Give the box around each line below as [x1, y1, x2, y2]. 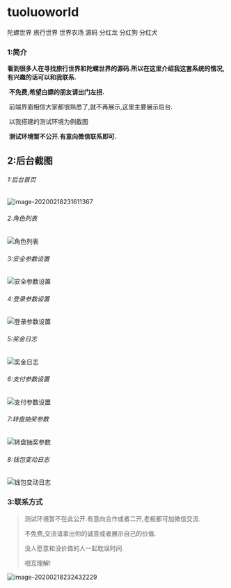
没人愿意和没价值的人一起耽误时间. [24, 544, 124, 552]
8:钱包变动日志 [7, 455, 50, 463]
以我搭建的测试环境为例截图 [8, 118, 88, 126]
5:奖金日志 [7, 335, 38, 343]
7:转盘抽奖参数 [7, 415, 49, 424]
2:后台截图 [7, 155, 54, 167]
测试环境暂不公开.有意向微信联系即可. [8, 132, 117, 141]
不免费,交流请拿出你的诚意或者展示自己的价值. [24, 529, 157, 537]
